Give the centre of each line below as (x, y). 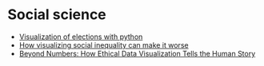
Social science (57, 15)
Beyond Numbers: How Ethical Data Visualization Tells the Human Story (137, 53)
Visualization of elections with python (81, 37)
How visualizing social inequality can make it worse (104, 45)
